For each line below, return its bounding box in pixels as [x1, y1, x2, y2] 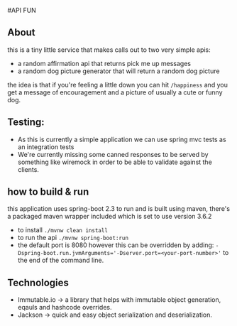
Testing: [7, 116, 45, 129]
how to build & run [7, 186, 89, 198]
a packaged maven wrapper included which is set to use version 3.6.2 [7, 212, 212, 221]
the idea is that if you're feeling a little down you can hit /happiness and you [7, 80, 228, 89]
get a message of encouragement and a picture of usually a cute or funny [7, 88, 223, 97]
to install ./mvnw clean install [17, 226, 109, 234]
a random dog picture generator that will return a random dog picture [17, 67, 220, 75]
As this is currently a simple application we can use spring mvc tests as [17, 135, 226, 143]
